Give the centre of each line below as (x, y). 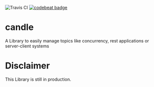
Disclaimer (28, 66)
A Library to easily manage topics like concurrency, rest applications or (77, 41)
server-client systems (27, 46)
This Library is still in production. (38, 79)
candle (19, 27)
